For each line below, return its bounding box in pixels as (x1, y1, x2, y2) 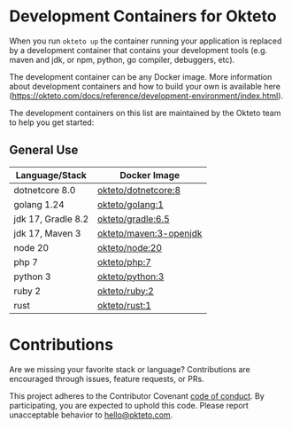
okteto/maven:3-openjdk (96, 227, 203, 239)
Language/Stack (15, 168, 87, 181)
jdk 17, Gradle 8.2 (13, 213, 89, 225)
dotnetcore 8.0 (13, 183, 76, 196)
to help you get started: (9, 117, 95, 128)
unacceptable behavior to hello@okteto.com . (9, 409, 173, 420)
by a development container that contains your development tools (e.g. (9, 44, 268, 55)
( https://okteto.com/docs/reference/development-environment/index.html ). (9, 90, 284, 101)
